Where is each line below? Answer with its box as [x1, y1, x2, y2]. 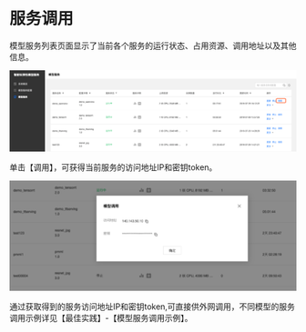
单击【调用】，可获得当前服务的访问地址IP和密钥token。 [9, 162, 218, 173]
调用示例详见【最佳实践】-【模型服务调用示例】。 [9, 313, 193, 324]
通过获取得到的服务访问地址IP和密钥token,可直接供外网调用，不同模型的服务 [9, 301, 296, 312]
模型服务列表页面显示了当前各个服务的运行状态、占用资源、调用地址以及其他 [9, 40, 297, 51]
